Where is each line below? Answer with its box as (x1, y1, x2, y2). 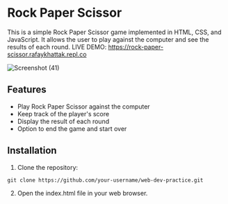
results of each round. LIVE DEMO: (7, 42, 107, 51)
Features (7, 84, 47, 95)
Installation (7, 145, 57, 157)
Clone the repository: (17, 163, 79, 171)
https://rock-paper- (108, 42, 164, 51)
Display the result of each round (17, 117, 110, 125)
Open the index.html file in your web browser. (17, 189, 148, 197)
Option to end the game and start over (17, 124, 127, 133)
